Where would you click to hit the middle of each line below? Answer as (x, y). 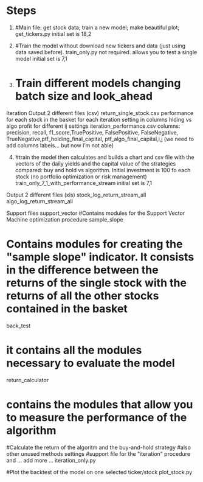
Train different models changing (98, 83)
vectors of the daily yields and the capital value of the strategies (95, 163)
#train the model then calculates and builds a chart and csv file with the (105, 157)
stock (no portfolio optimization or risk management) (81, 176)
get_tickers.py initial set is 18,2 (53, 33)
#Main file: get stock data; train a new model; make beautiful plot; (97, 27)
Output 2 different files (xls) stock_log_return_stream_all (76, 195)
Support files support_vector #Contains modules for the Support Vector (96, 213)
